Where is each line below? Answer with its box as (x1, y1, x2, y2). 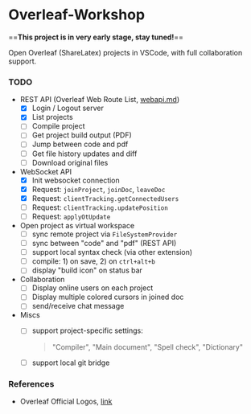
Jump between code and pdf (31, 139, 129, 150)
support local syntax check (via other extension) (31, 248, 193, 257)
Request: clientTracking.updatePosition (31, 203, 169, 212)
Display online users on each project (31, 283, 154, 293)
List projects (31, 113, 74, 122)
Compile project (31, 121, 86, 131)
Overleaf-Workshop (8, 6, 146, 24)
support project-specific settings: (31, 326, 143, 335)
